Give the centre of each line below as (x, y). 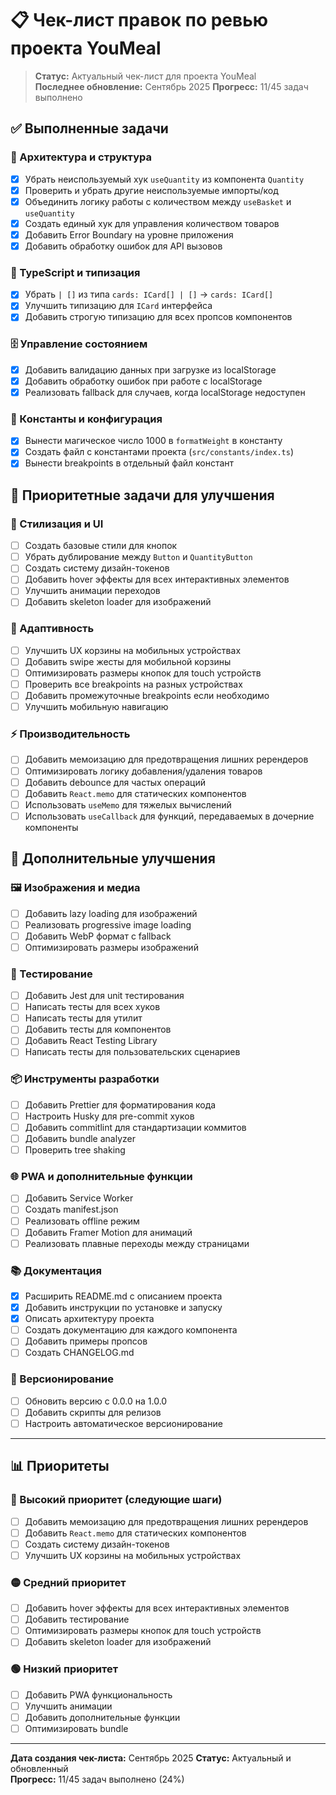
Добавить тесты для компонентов (98, 1029)
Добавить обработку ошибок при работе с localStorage (143, 381)
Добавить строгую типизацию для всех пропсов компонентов (158, 317)
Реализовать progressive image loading (108, 924)
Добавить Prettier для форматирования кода (120, 1104)
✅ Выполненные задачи (89, 128)
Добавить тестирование (77, 1619)
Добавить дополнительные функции (102, 1717)
